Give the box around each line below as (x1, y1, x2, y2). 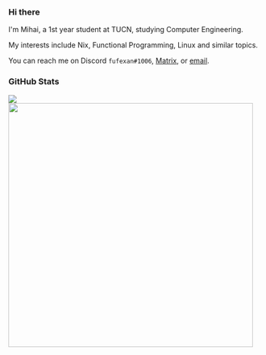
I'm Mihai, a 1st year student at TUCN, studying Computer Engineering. (8, 25, 243, 35)
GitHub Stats (8, 76, 60, 87)
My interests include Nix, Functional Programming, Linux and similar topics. (8, 40, 258, 50)
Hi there (8, 6, 40, 18)
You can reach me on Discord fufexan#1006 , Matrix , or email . (8, 56, 210, 66)
